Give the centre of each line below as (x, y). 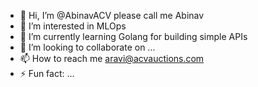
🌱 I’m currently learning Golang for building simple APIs (133, 36)
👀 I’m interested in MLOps (73, 26)
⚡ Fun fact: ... (47, 73)
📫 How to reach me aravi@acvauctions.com (112, 58)
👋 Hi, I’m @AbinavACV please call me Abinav (112, 15)
